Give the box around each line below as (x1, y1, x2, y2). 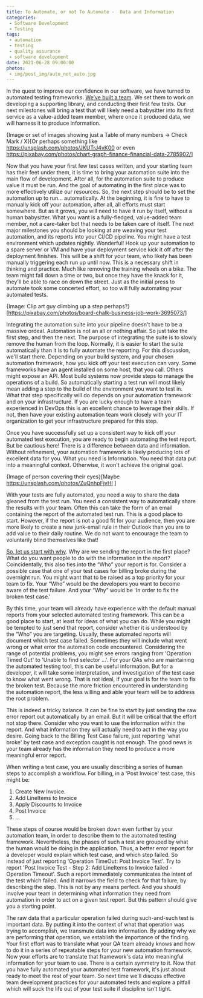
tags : (6, 31, 20, 38)
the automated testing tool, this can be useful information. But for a (6, 663, 173, 670)
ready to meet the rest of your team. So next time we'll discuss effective (6, 973, 185, 980)
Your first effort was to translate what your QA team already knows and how (6, 940, 195, 948)
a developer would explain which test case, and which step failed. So (6, 851, 178, 859)
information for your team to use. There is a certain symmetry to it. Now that (6, 959, 196, 967)
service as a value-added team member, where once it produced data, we (6, 113, 191, 121)
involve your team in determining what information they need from (6, 890, 171, 897)
